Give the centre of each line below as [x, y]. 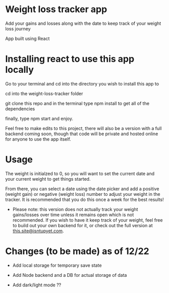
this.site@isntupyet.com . [38, 231]
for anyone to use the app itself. [38, 139]
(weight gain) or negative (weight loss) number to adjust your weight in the [83, 194]
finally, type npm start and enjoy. [39, 118]
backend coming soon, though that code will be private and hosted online [82, 134]
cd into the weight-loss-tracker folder [44, 93]
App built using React [27, 38]
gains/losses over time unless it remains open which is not [73, 215]
